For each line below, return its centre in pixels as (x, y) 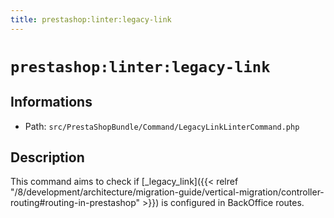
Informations (51, 102)
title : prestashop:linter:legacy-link (91, 19)
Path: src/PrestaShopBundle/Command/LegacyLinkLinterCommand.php (162, 126)
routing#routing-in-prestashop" (75, 203)
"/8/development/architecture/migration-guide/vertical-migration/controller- (167, 192)
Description (47, 157)
